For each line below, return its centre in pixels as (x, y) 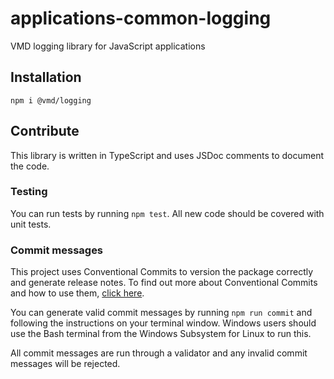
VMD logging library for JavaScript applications (108, 46)
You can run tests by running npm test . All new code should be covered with (167, 213)
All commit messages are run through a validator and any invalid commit (159, 353)
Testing (29, 192)
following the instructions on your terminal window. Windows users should (163, 323)
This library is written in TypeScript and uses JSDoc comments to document (167, 155)
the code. (30, 166)
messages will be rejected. (65, 364)
